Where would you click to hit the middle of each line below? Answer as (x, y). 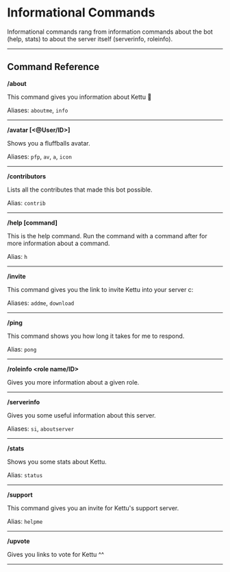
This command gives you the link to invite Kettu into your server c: (100, 289)
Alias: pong (22, 349)
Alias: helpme (25, 521)
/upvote (18, 541)
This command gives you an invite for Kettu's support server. (93, 508)
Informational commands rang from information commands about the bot (110, 32)
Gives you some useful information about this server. (81, 415)
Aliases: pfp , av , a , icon (39, 157)
